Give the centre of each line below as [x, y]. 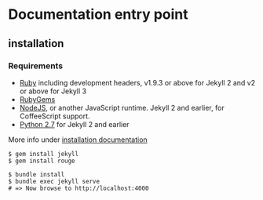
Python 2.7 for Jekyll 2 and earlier [74, 124]
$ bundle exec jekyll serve [54, 181]
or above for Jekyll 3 [53, 91]
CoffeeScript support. [55, 116]
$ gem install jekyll [44, 154]
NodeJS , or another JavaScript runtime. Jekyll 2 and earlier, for [122, 107]
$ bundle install [37, 174]
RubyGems [37, 99]
